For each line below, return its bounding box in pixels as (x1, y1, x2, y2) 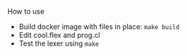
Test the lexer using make (18, 39, 99, 48)
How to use (7, 7, 45, 16)
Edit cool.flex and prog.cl (18, 31, 100, 39)
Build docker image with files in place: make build (18, 22, 180, 31)
